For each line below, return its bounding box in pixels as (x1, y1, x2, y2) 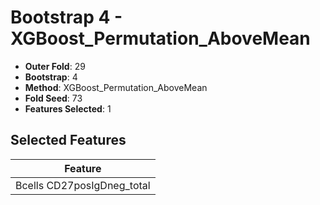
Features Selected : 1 (24, 102, 112, 115)
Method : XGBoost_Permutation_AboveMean (24, 81, 208, 93)
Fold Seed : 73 (24, 92, 83, 104)
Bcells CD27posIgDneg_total (15, 178, 151, 192)
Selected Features (10, 132, 127, 149)
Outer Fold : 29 (24, 60, 86, 72)
